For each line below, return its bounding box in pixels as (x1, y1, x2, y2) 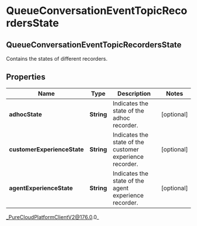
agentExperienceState (9, 184, 73, 192)
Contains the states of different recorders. (6, 55, 108, 62)
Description (117, 89, 151, 98)
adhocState (9, 110, 42, 118)
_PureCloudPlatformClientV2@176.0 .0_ (6, 213, 100, 220)
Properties (6, 72, 46, 82)
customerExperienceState (9, 145, 84, 153)
